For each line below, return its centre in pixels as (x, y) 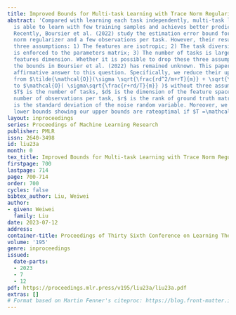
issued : (19, 255)
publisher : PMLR (31, 131)
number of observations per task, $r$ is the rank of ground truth (114, 99)
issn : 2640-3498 (31, 138)
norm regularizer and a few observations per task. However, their (114, 40)
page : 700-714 (28, 177)
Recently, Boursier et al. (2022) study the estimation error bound (116, 33)
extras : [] (23, 294)
